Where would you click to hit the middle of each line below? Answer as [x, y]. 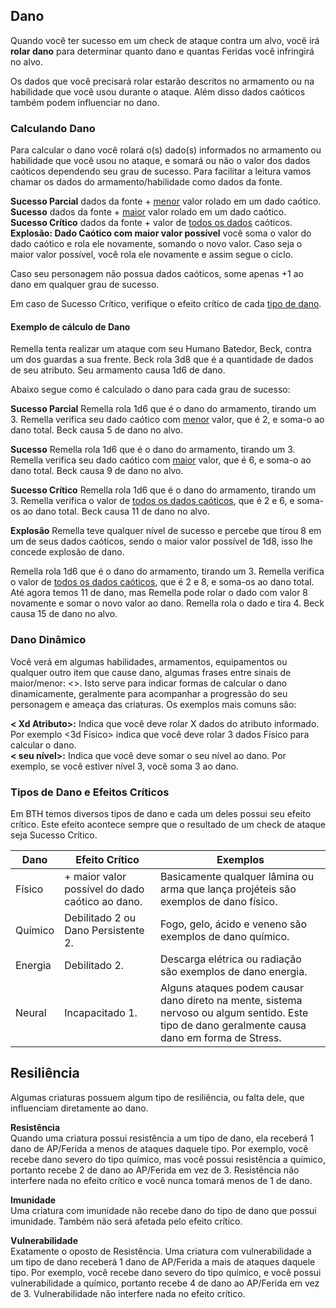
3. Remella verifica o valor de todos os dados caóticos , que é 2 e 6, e [152, 501]
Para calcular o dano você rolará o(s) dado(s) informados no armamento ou [166, 150]
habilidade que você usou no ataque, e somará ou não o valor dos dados [160, 161]
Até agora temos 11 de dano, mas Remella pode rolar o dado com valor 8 [159, 593]
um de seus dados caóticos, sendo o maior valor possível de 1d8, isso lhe [161, 541]
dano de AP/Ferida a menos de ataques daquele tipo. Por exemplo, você [159, 1148]
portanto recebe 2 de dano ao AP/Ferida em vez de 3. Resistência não [155, 1170]
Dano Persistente [104, 930]
